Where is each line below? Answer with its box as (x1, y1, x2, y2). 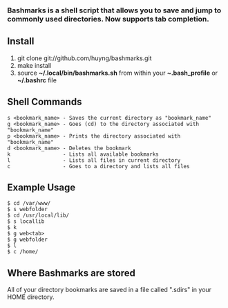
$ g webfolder (7, 236, 48, 244)
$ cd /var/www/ (7, 200, 51, 207)
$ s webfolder (7, 206, 48, 213)
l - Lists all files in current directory (7, 156, 181, 164)
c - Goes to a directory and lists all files (7, 163, 190, 170)
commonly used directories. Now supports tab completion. (7, 14, 209, 24)
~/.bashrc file (17, 75, 57, 84)
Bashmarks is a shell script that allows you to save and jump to (7, 6, 222, 15)
